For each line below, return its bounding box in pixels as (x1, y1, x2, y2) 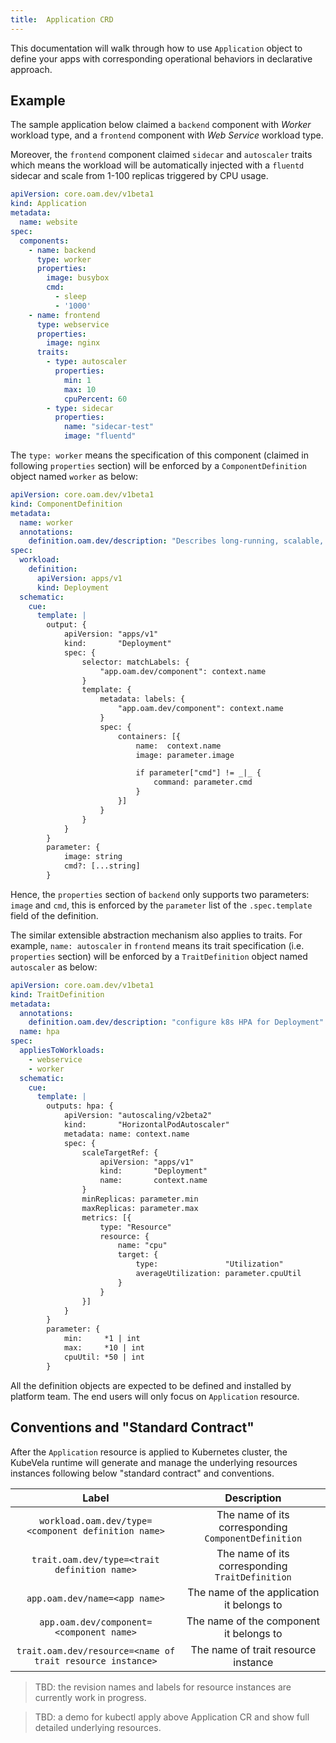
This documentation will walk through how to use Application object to (10, 42, 303, 54)
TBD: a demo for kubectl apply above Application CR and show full (34, 1711, 310, 1723)
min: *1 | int (63, 1334, 141, 1344)
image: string (63, 852, 123, 862)
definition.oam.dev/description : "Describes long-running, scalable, (28, 536, 325, 546)
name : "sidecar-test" (63, 422, 155, 432)
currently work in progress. (34, 1691, 147, 1703)
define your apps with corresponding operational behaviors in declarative (10, 52, 313, 65)
